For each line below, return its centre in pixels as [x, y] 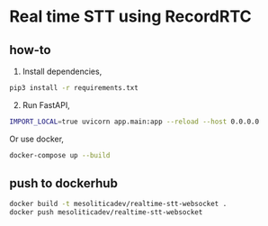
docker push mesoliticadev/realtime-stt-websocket [106, 212]
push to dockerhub [64, 183]
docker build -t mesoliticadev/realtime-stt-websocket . [118, 204]
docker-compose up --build [60, 155]
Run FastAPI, [46, 104]
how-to [30, 50]
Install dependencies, [62, 71]
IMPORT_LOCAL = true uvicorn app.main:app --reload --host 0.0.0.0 [134, 122]
